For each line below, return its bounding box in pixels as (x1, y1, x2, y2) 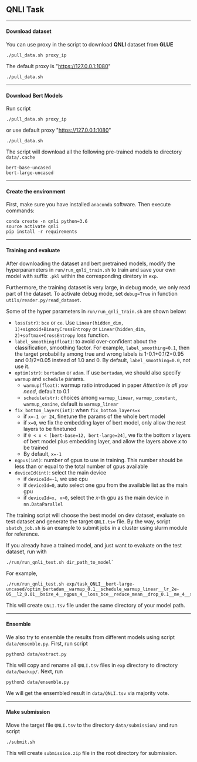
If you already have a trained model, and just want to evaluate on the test (6, 542, 182, 549)
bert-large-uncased (6, 170, 54, 176)
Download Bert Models (6, 92, 63, 99)
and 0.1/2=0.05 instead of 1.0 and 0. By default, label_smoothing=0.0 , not (14, 356, 191, 363)
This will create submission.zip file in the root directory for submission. (6, 750, 178, 757)
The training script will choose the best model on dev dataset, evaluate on (6, 512, 185, 519)
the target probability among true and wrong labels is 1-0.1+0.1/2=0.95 (14, 350, 184, 357)
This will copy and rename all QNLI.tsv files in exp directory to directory (6, 661, 178, 669)
